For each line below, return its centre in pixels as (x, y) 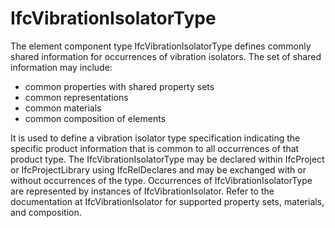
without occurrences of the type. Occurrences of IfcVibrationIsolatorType (161, 180)
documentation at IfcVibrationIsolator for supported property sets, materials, (167, 201)
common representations (76, 97)
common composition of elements (95, 118)
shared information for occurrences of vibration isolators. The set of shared (166, 56)
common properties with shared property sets (119, 86)
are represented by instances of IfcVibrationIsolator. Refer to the (142, 191)
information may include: (61, 67)
